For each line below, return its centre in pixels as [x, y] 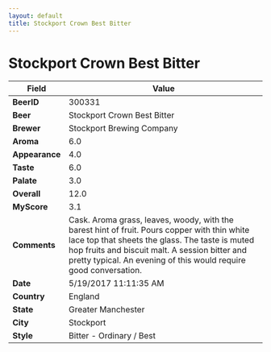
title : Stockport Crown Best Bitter [70, 23]
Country [29, 296]
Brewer [27, 128]
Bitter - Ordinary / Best [112, 336]
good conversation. [105, 271]
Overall [27, 194]
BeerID [26, 102]
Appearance [37, 155]
